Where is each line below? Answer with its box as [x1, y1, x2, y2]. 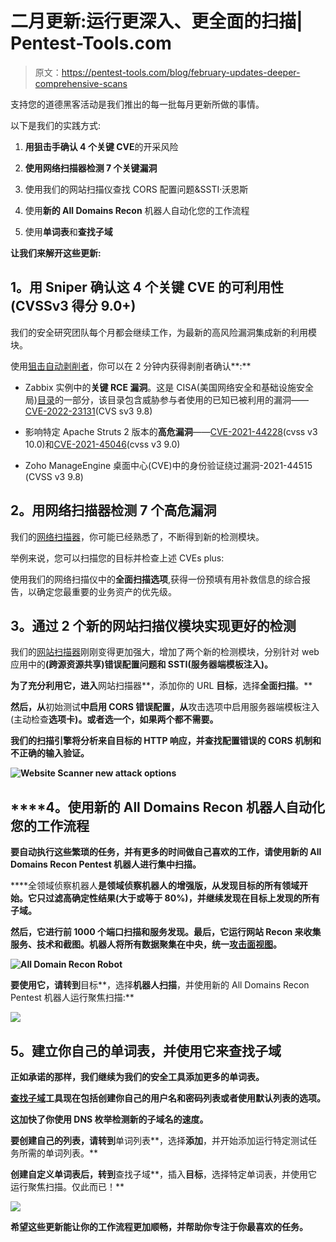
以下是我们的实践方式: [10, 119, 102, 131]
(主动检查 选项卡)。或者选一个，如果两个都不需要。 [10, 713, 219, 726]
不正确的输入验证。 [10, 747, 90, 759]
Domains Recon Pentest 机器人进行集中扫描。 [10, 858, 202, 871]
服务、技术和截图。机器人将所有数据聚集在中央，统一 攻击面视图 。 [10, 938, 282, 951]
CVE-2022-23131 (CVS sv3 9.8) [24, 405, 153, 417]
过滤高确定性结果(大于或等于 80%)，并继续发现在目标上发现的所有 [44, 892, 320, 904]
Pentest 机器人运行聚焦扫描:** [10, 992, 135, 1004]
